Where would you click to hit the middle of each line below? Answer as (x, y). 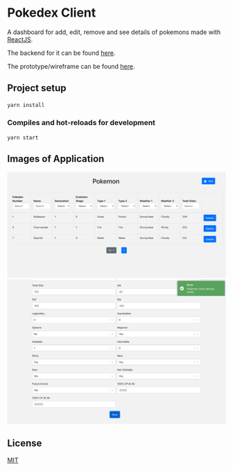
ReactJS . (20, 39)
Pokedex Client (52, 13)
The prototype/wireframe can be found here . (71, 66)
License (25, 444)
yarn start (23, 138)
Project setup (37, 88)
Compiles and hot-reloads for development (81, 122)
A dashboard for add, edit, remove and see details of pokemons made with (114, 32)
